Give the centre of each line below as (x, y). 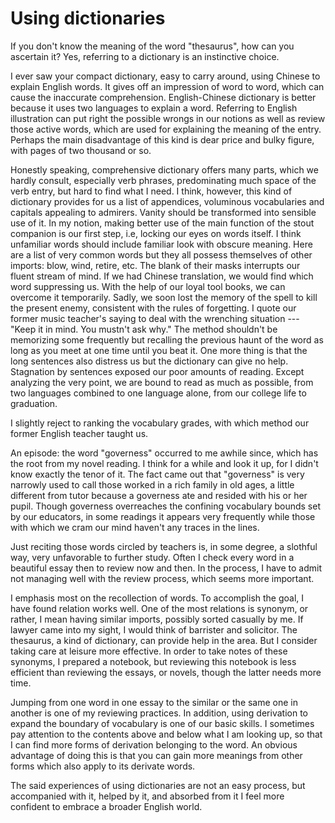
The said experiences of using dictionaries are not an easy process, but (158, 785)
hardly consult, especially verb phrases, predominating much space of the (163, 180)
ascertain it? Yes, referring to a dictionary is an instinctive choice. (145, 56)
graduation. (34, 403)
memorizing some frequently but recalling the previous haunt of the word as (167, 339)
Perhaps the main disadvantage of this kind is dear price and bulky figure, (162, 139)
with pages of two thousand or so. (81, 150)
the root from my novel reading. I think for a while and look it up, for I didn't (164, 463)
